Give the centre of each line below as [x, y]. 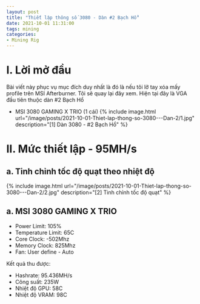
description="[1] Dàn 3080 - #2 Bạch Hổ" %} [72, 124]
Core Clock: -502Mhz [42, 239]
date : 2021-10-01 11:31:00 [40, 23]
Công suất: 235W [37, 282]
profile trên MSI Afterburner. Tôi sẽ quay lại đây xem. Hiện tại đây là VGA [97, 93]
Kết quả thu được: [28, 263]
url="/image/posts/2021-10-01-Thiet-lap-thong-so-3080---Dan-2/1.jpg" [105, 118]
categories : [21, 35]
